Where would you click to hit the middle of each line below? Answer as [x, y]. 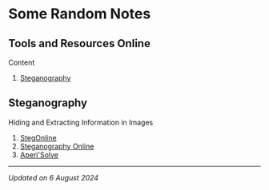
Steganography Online [57, 146]
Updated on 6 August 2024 [53, 177]
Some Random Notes [80, 14]
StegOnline [38, 137]
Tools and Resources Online [79, 44]
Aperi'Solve [39, 154]
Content [22, 62]
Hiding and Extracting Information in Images [81, 122]
